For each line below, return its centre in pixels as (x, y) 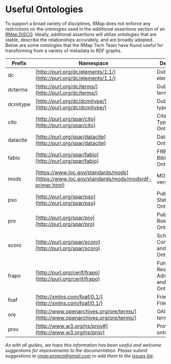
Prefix (19, 63)
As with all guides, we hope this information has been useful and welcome (83, 345)
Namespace (93, 63)
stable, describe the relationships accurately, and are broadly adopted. (79, 40)
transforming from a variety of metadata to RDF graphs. (64, 50)
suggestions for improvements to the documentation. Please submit (76, 350)
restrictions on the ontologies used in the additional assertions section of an (85, 29)
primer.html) (50, 185)
